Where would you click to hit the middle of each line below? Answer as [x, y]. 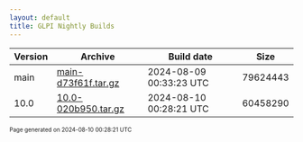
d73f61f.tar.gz [88, 83]
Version [31, 57]
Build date [191, 57]
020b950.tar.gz [91, 109]
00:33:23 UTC [178, 83]
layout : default [40, 18]
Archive [98, 57]
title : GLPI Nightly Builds [62, 26]
